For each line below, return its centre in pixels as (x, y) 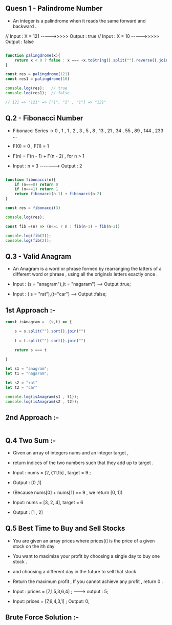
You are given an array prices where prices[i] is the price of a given (84, 540)
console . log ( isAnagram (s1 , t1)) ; (42, 397)
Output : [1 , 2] (28, 512)
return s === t (31, 350)
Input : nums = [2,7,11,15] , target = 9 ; (52, 473)
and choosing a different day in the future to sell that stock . (76, 571)
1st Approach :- (30, 310)
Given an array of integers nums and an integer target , (71, 453)
